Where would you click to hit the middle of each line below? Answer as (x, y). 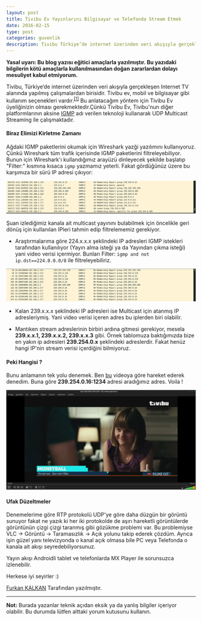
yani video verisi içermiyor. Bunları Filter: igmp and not (82, 254)
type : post (20, 32)
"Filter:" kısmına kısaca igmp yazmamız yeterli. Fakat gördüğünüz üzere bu (98, 166)
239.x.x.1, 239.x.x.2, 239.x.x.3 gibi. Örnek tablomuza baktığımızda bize (105, 335)
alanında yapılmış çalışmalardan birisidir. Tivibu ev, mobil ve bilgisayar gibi (98, 93)
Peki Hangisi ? (24, 362)
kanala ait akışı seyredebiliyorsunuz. (51, 546)
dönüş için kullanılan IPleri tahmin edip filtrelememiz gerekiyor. (84, 229)
